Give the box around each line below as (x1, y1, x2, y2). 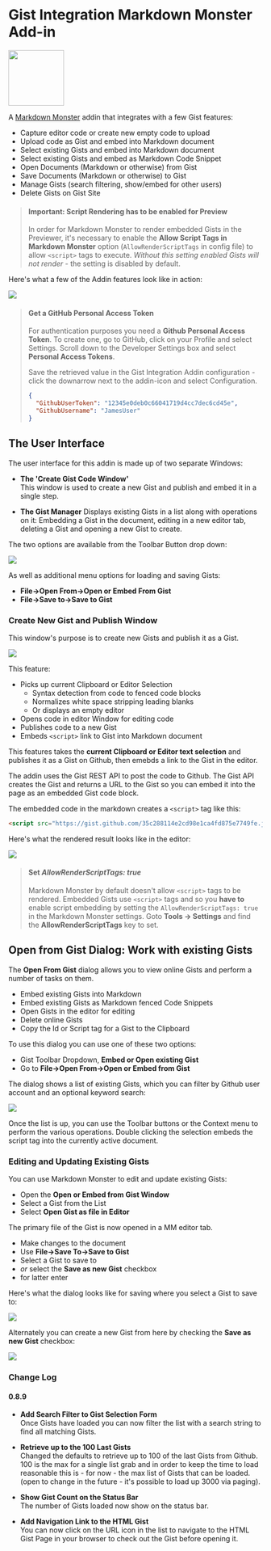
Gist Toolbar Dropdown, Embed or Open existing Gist (19, 1055, 199, 1064)
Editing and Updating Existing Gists (8, 1156, 150, 1167)
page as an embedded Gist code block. (8, 788, 140, 798)
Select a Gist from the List (19, 1199, 106, 1208)
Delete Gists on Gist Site (19, 188, 101, 197)
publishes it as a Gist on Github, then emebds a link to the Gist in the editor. (8, 755, 258, 765)
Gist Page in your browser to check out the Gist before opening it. (19, 1534, 239, 1544)
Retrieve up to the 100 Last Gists (19, 1443, 131, 1452)
